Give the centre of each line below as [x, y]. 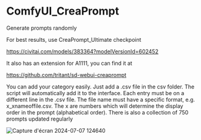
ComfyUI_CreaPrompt [63, 11]
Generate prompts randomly [42, 28]
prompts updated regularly [40, 119]
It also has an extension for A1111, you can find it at [69, 63]
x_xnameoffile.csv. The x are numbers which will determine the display [95, 106]
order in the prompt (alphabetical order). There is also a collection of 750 [97, 112]
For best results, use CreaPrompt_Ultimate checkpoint [74, 39]
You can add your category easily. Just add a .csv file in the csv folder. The [101, 87]
